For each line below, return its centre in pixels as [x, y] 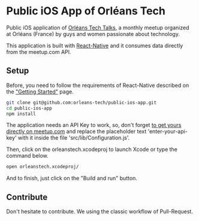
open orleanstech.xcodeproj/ [43, 167]
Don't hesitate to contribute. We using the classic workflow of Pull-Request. [100, 211]
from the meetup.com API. [39, 52]
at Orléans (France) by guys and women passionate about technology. [93, 34]
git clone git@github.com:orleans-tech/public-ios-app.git [82, 102]
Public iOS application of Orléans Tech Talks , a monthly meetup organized [98, 28]
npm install [21, 114]
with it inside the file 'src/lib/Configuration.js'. [74, 138]
